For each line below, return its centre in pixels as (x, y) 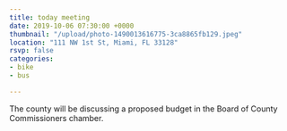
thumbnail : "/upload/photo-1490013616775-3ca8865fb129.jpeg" (126, 34)
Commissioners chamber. (57, 118)
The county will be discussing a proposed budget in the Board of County (143, 109)
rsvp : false (31, 51)
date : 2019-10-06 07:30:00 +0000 (72, 26)
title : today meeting (50, 17)
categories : (31, 59)
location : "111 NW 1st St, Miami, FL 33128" (94, 42)
